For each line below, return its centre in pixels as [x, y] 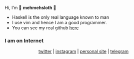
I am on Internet [24, 41]
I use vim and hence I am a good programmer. [59, 23]
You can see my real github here [45, 28]
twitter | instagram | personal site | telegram [83, 52]
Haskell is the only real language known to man [60, 17]
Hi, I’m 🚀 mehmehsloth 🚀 [30, 8]
